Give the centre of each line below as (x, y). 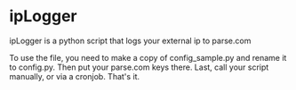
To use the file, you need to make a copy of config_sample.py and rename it (148, 57)
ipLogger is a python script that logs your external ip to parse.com (130, 41)
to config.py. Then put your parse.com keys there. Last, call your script (139, 67)
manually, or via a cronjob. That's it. (75, 76)
